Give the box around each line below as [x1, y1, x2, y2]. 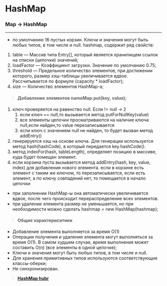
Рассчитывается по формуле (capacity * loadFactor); [12, 78, 124, 84]
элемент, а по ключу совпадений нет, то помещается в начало [12, 175, 146, 181]
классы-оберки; [12, 260, 47, 266]
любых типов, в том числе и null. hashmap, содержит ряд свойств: [12, 42, 154, 48]
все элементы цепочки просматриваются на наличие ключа [19, 117, 149, 123]
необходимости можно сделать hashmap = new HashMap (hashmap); [12, 206, 159, 212]
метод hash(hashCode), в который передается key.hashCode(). [12, 143, 146, 149]
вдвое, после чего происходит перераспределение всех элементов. [12, 195, 159, 201]
